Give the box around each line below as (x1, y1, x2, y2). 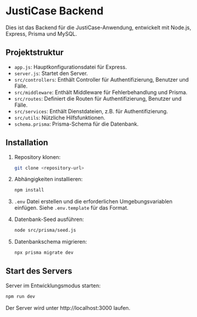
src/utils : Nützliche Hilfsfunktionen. (14, 114, 106, 121)
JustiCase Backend (5, 4, 104, 18)
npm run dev (5, 293, 35, 299)
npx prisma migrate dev (14, 250, 74, 256)
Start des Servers (5, 266, 73, 276)
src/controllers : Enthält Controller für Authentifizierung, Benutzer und (14, 76, 189, 83)
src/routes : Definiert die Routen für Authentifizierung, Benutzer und (14, 95, 181, 102)
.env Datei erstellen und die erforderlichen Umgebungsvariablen (14, 198, 173, 205)
